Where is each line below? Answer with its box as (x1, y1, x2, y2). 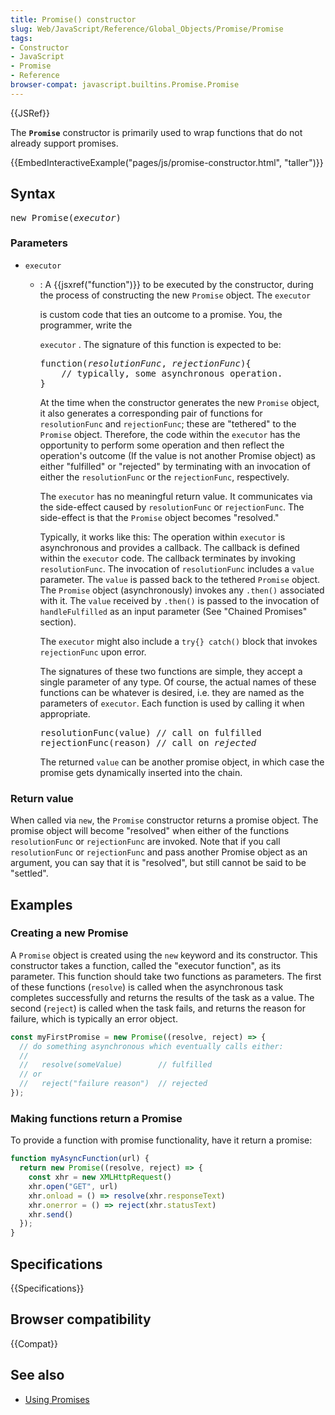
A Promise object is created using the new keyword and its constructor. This (10, 949, 318, 961)
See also (10, 1367, 65, 1384)
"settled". (10, 867, 49, 880)
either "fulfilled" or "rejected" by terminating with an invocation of (39, 460, 311, 472)
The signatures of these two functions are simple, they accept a (39, 665, 303, 677)
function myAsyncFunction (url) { (10, 1154, 150, 1164)
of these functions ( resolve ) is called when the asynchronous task (10, 981, 284, 993)
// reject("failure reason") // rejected (19, 1079, 208, 1089)
